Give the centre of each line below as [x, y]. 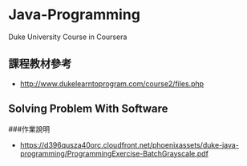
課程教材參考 [40, 64]
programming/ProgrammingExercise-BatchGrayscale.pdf [114, 153]
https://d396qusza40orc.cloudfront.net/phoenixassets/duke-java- [129, 144]
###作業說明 [29, 128]
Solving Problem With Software [88, 109]
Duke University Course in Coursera [68, 37]
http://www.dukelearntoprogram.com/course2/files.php [112, 83]
